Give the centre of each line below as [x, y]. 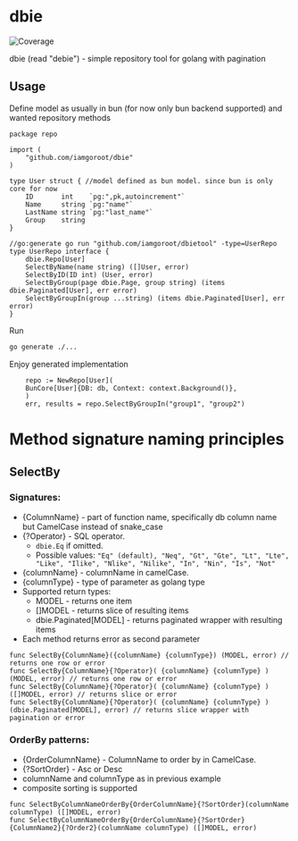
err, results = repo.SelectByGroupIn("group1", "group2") [135, 404]
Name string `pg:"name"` [79, 204]
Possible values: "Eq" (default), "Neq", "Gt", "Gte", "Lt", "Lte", [162, 555]
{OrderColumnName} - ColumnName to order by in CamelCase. [139, 759]
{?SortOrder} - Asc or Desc [72, 769]
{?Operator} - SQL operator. [73, 536]
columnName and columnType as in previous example [121, 778]
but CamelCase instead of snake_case [92, 526]
